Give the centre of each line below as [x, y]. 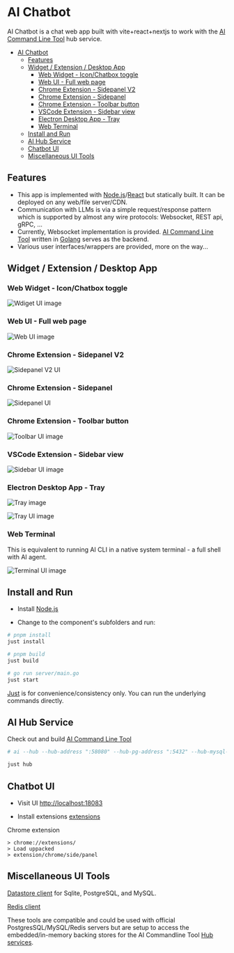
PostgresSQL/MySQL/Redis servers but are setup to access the [98, 927]
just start [23, 680]
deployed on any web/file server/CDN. [72, 202]
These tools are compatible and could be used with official [91, 920]
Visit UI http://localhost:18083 [60, 803]
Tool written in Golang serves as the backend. [83, 239]
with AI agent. [27, 557]
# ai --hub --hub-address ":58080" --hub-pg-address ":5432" [98, 752]
